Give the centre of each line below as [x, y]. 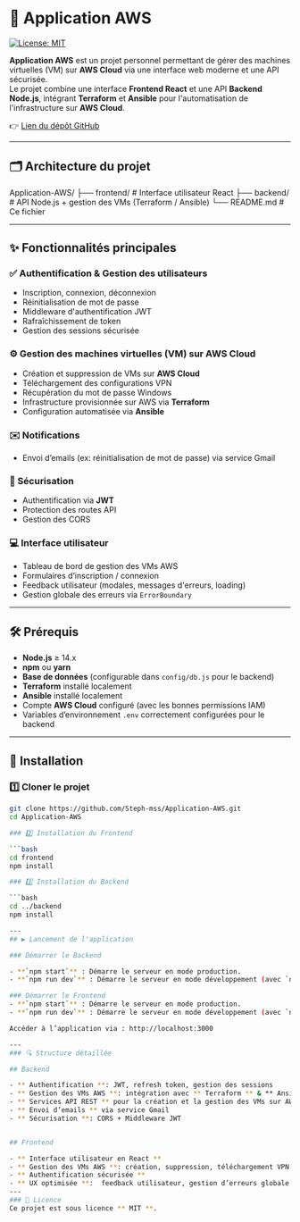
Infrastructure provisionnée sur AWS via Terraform [116, 402]
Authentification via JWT [68, 500]
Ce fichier [27, 211]
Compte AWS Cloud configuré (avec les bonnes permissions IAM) [144, 706]
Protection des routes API [69, 510]
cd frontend [31, 858]
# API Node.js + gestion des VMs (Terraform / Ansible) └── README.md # [147, 202]
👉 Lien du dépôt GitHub [54, 125]
